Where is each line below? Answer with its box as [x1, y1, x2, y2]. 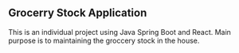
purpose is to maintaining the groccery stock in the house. [8, 36, 200, 45]
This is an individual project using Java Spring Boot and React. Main [8, 27, 231, 36]
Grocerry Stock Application [8, 6, 147, 20]
